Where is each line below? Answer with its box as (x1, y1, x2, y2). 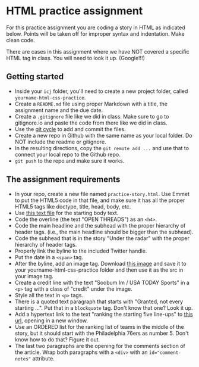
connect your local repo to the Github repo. (14, 151, 121, 158)
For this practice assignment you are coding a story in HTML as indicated (6, 24, 185, 31)
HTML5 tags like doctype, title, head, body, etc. (14, 203, 131, 210)
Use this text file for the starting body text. (14, 209, 119, 216)
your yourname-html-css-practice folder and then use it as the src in (14, 266, 184, 273)
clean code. (6, 36, 35, 43)
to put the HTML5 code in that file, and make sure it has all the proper (14, 197, 185, 204)
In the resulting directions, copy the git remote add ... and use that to (14, 144, 189, 151)
